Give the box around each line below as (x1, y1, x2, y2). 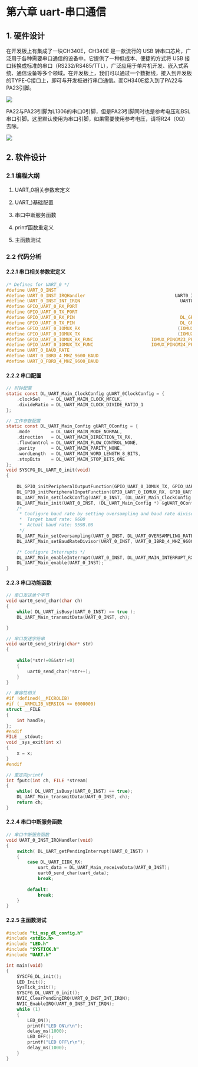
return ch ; (16, 799, 44, 805)
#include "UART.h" (6, 952, 51, 958)
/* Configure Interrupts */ (16, 549, 85, 555)
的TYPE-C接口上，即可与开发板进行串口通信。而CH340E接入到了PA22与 (6, 77, 183, 84)
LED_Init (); (16, 979, 46, 985)
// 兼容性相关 (6, 690, 37, 696)
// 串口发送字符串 (6, 635, 45, 641)
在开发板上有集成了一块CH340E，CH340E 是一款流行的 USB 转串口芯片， (6, 48, 186, 54)
